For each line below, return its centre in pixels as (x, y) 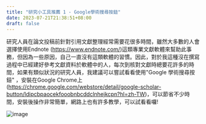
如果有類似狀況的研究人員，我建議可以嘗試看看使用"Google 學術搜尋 (103, 72)
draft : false (23, 23)
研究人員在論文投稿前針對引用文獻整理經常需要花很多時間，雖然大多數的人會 (103, 42)
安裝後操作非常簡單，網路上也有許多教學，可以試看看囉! (88, 102)
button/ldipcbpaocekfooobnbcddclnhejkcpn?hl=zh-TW (76, 94)
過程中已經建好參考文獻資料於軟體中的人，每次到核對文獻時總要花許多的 (97, 64)
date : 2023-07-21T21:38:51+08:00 (49, 18)
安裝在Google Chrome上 (52, 80)
